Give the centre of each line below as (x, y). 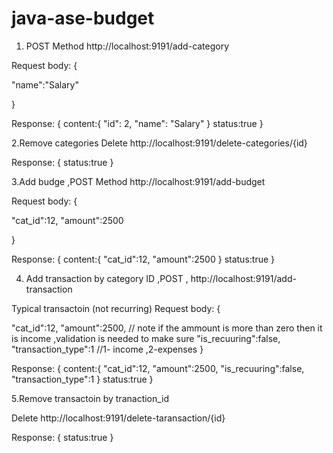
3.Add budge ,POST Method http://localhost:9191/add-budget (138, 181)
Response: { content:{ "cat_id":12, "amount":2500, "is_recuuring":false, (158, 368)
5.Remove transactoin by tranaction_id (90, 398)
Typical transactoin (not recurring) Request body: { (116, 308)
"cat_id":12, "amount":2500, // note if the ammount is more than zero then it (167, 328)
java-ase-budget (83, 18)
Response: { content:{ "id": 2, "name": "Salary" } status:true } (137, 123)
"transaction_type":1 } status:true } (82, 379)
